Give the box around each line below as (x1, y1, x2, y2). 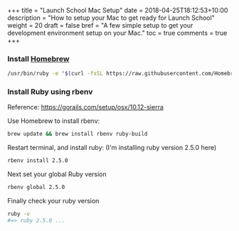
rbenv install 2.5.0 (7, 157, 69, 164)
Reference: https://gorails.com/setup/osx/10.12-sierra (7, 103, 164, 112)
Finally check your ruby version (7, 197, 100, 205)
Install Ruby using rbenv (7, 87, 93, 97)
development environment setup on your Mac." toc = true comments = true (7, 28, 228, 37)
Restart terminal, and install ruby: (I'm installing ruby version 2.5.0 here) (7, 144, 217, 152)
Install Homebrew (7, 53, 70, 63)
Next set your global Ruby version (7, 170, 107, 178)
